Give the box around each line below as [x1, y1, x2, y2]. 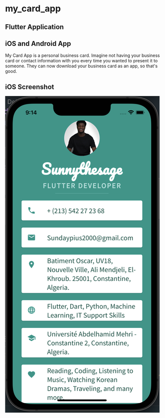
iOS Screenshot [5, 83, 54, 91]
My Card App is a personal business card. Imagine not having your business [5, 52, 160, 58]
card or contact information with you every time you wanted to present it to [5, 58, 158, 64]
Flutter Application [5, 23, 64, 31]
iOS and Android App [5, 39, 72, 47]
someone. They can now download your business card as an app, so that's [5, 63, 158, 69]
